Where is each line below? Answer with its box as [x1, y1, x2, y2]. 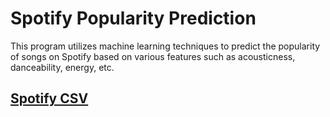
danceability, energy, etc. [10, 61, 115, 73]
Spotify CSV [10, 90, 89, 107]
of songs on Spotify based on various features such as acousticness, [10, 50, 296, 62]
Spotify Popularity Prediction [10, 7, 257, 30]
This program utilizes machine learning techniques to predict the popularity [10, 40, 321, 52]
